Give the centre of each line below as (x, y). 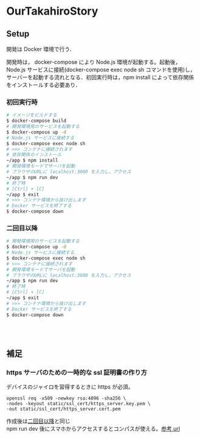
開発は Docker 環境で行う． (41, 49)
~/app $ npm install (33, 161)
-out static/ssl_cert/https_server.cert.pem (64, 409)
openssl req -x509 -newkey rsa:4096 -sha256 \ (66, 398)
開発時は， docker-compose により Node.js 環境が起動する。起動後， (94, 62)
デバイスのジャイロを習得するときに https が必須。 (70, 387)
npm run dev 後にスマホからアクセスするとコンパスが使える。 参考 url (93, 429)
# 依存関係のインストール (34, 155)
